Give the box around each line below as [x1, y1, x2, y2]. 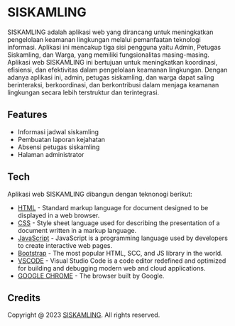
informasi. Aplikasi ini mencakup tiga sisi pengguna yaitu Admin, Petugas [7, 43, 222, 51]
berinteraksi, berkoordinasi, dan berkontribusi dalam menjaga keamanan [7, 80, 219, 89]
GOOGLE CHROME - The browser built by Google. [17, 271, 165, 280]
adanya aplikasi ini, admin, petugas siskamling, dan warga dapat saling [7, 72, 214, 82]
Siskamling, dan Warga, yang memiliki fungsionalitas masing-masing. [7, 50, 209, 59]
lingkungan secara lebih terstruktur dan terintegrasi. [7, 88, 160, 97]
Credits [7, 292, 41, 304]
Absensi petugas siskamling [17, 143, 100, 151]
